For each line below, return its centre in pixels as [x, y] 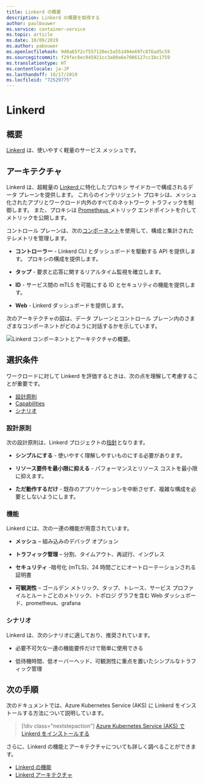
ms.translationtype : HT [37, 63]
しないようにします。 [52, 497]
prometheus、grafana [53, 603]
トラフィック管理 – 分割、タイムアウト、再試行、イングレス [90, 554]
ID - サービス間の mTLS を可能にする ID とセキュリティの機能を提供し [103, 285]
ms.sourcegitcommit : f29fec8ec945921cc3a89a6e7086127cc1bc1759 [88, 57]
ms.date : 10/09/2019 [33, 40]
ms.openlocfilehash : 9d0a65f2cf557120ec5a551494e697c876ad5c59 [88, 52]
